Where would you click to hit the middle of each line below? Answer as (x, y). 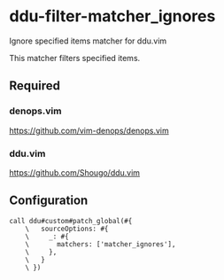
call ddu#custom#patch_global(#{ (71, 221)
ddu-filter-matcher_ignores (112, 16)
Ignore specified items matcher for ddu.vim (88, 41)
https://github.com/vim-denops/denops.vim (89, 130)
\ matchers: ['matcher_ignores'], (100, 244)
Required (35, 86)
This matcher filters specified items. (75, 58)
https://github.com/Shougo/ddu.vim (74, 172)
